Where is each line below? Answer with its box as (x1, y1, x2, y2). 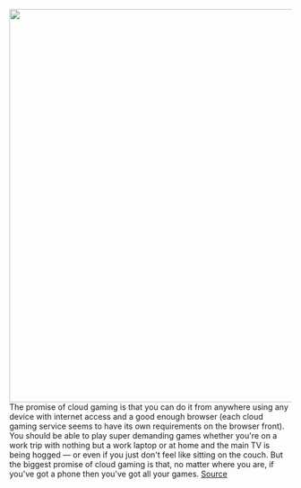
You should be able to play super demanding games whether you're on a (9, 430, 278, 440)
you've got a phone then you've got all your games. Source (9, 468, 228, 479)
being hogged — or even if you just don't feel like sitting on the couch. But (9, 449, 284, 460)
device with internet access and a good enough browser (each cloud (9, 412, 264, 421)
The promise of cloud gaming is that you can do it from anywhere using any (9, 402, 289, 413)
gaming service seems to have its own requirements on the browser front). (9, 421, 285, 431)
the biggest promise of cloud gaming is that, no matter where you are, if (9, 459, 275, 469)
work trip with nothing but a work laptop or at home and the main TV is (9, 440, 271, 450)
